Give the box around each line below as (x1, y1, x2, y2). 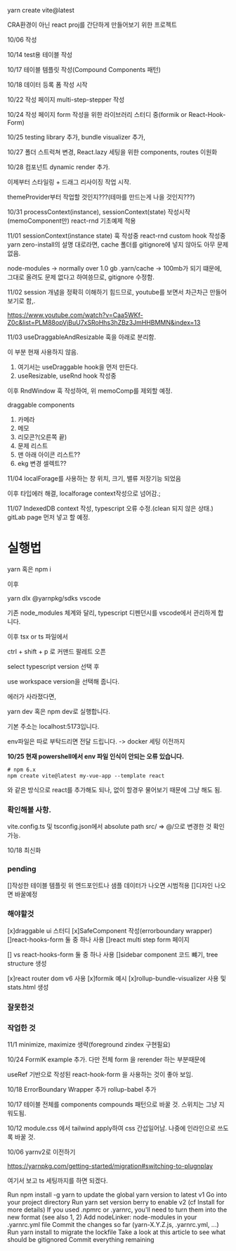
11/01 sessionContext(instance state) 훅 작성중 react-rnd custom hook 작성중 (7, 232, 226, 240)
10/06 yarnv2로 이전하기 (7, 1148, 76, 1157)
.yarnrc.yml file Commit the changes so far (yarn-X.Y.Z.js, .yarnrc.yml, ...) (7, 1221, 219, 1229)
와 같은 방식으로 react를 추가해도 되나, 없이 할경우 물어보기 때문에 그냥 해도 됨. (7, 785, 223, 794)
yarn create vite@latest (7, 6, 75, 14)
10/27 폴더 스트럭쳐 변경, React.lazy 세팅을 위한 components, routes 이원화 (7, 148, 218, 156)
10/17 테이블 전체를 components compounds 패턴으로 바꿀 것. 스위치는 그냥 (7, 1100, 218, 1109)
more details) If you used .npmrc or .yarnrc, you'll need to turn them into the (7, 1205, 228, 1214)
